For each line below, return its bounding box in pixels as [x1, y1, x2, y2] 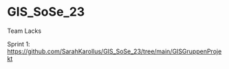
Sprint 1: [7, 40, 30, 48]
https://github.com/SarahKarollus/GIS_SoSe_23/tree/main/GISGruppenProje [7, 47, 222, 55]
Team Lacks [7, 27, 42, 35]
